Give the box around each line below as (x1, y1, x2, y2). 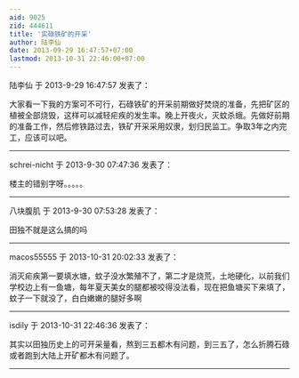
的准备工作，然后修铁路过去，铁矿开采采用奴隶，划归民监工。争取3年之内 (9, 121, 279, 132)
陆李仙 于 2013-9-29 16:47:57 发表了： (9, 80, 150, 90)
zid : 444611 (9, 21, 53, 30)
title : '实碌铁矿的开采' (9, 29, 92, 38)
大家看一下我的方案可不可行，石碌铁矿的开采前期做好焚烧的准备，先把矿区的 (9, 99, 290, 109)
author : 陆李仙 (9, 37, 61, 47)
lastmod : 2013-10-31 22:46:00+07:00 (9, 54, 145, 63)
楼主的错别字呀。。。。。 (9, 179, 87, 189)
